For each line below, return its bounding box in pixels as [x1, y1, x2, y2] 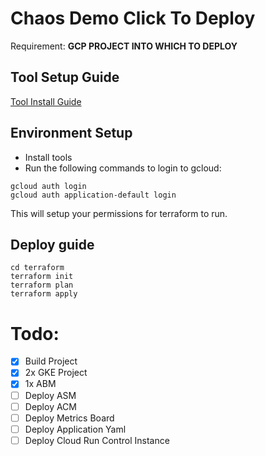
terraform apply [10, 289, 78, 299]
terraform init [10, 272, 74, 282]
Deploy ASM [24, 389, 77, 401]
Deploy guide [10, 236, 95, 253]
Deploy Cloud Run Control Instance [24, 434, 170, 446]
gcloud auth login [10, 181, 87, 191]
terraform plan [10, 280, 74, 291]
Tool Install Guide [10, 95, 82, 107]
